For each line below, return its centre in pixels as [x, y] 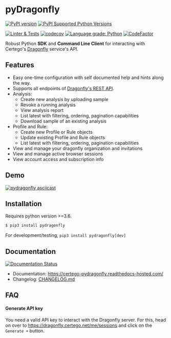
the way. [22, 83]
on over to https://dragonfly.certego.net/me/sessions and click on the [79, 325]
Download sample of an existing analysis [63, 121]
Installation [24, 204]
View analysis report [42, 110]
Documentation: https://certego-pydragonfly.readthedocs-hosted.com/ [88, 274]
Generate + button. [25, 331]
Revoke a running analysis [48, 105]
